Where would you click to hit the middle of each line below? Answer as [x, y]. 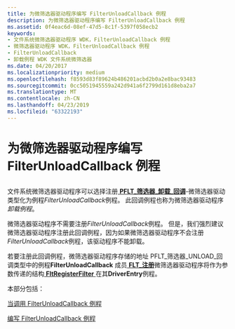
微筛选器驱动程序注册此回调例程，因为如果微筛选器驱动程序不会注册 [106, 233]
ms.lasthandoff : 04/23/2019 [48, 105]
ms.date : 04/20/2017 [38, 66]
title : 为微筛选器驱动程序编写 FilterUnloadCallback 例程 [87, 14]
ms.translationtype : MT [42, 92]
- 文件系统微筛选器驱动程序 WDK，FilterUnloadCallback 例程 [89, 40]
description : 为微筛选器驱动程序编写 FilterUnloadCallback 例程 [96, 20]
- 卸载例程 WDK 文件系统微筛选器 [50, 60]
